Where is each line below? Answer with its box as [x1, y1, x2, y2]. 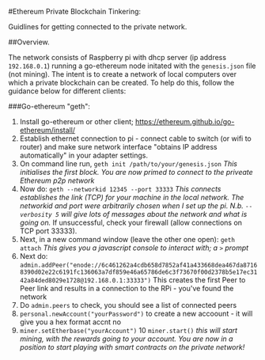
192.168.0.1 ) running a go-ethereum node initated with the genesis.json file [8, 61, 256, 70]
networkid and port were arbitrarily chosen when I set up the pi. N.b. [19, 201, 244, 210]
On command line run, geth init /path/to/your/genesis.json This [19, 159, 237, 169]
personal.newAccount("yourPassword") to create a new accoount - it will [19, 309, 253, 318]
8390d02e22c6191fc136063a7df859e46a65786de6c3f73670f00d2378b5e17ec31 [19, 268, 258, 276]
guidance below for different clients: [8, 86, 127, 96]
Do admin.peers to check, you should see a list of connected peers [19, 301, 237, 309]
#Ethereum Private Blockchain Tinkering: [8, 7, 141, 16]
